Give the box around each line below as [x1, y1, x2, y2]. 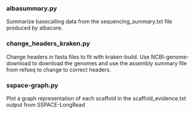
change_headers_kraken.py [6, 39, 91, 48]
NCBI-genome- [150, 53, 189, 60]
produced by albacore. [6, 24, 63, 31]
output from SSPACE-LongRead [6, 101, 86, 108]
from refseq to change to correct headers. [6, 66, 112, 73]
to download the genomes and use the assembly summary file [32, 59, 187, 67]
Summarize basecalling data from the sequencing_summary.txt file [6, 18, 173, 25]
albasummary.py [6, 4, 57, 13]
